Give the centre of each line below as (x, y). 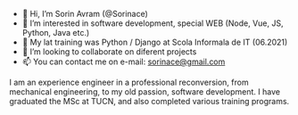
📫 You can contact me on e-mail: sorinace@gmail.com (124, 62)
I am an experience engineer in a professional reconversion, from (129, 82)
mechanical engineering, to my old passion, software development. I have (145, 92)
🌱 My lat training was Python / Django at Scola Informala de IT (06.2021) (155, 42)
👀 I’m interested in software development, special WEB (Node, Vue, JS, (153, 23)
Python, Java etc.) (56, 33)
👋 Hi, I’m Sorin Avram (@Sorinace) (85, 14)
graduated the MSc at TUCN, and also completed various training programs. (149, 101)
